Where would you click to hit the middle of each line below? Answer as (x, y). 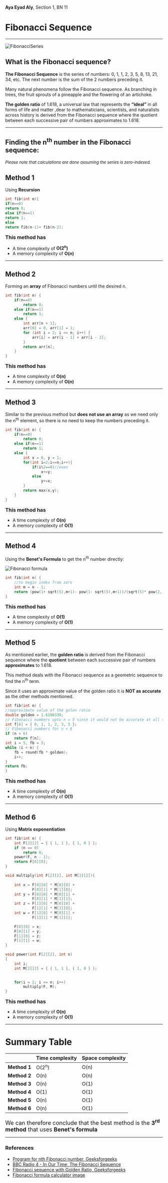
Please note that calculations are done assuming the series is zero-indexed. (78, 162)
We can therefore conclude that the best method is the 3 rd (82, 1122)
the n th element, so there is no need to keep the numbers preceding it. (77, 420)
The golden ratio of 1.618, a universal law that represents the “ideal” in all (81, 104)
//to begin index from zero (43, 582)
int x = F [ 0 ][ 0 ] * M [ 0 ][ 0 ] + (44, 885)
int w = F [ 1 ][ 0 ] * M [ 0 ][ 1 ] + (44, 913)
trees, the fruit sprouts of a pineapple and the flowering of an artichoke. (79, 94)
